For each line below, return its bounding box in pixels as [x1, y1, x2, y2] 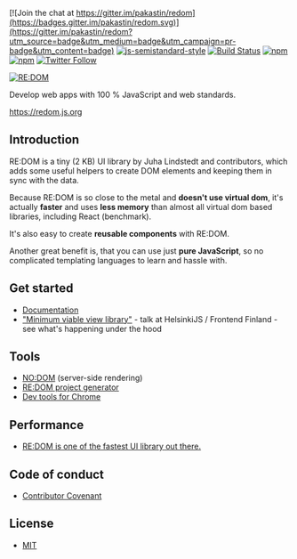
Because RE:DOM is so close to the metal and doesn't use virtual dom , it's [9, 191, 284, 203]
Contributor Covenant [21, 490, 102, 501]
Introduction [9, 133, 80, 148]
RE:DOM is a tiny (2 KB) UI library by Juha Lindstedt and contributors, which [9, 156, 288, 166]
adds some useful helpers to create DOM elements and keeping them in [9, 165, 273, 176]
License [9, 516, 54, 531]
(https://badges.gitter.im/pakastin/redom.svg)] [9, 17, 180, 28]
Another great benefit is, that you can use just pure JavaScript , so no [9, 245, 264, 256]
